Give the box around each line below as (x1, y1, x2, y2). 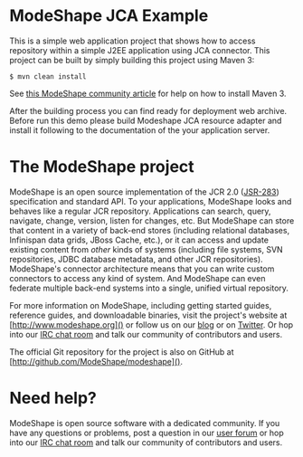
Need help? (9, 388, 97, 408)
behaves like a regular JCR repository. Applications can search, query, (9, 205, 271, 216)
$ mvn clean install (9, 71, 88, 81)
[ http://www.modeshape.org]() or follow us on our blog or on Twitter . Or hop (9, 319, 294, 330)
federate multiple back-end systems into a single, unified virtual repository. (9, 282, 289, 293)
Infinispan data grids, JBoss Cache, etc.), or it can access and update (9, 234, 270, 245)
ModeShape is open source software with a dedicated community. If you (9, 417, 280, 428)
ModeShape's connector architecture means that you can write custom (9, 263, 275, 274)
